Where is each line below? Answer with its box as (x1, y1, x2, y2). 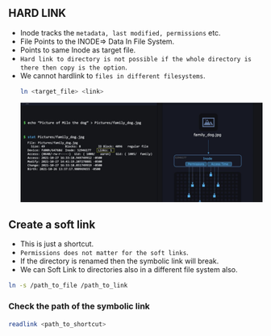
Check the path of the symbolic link (8, 300, 151, 312)
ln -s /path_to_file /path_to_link (8, 282, 128, 290)
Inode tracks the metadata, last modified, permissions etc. (19, 27, 221, 37)
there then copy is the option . (19, 62, 127, 72)
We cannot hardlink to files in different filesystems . (19, 70, 206, 80)
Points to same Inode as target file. (19, 44, 136, 55)
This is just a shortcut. (19, 239, 94, 249)
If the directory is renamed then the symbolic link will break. (19, 256, 219, 266)
